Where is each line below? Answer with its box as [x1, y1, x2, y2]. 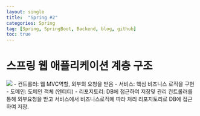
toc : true [6, 31, 31, 37]
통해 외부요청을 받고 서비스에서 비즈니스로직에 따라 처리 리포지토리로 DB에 [6, 95, 181, 103]
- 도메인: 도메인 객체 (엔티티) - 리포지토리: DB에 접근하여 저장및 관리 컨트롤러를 [6, 88, 193, 95]
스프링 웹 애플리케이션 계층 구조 [6, 59, 153, 73]
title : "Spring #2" [6, 14, 59, 21]
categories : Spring [6, 20, 56, 26]
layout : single [6, 8, 45, 15]
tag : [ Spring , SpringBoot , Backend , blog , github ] [6, 25, 137, 32]
